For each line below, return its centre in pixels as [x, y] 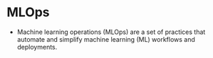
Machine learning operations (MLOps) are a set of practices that [111, 32]
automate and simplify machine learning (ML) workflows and [106, 39]
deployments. [37, 47]
